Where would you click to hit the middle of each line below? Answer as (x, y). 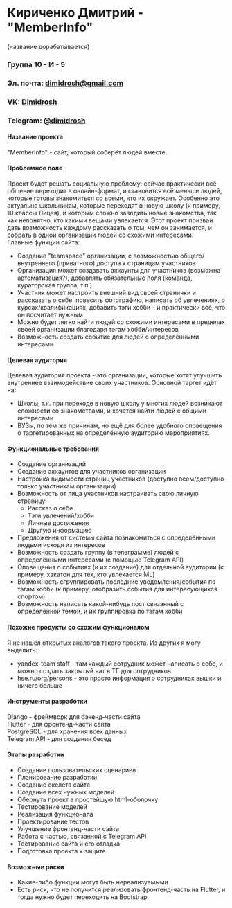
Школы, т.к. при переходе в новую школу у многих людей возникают (120, 404)
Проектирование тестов (53, 821)
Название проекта (35, 137)
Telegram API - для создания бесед (59, 738)
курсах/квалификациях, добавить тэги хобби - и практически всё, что (121, 308)
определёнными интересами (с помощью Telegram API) (100, 560)
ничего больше (40, 685)
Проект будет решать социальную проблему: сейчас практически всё (112, 184)
